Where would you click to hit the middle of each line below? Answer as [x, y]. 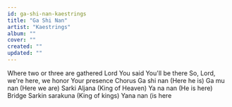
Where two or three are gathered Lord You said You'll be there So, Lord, [111, 73]
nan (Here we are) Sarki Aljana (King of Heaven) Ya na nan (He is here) [110, 88]
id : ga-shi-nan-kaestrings [47, 14]
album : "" [22, 33]
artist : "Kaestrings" [39, 27]
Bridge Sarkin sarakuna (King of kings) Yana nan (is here [90, 95]
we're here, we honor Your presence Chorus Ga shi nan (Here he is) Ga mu [116, 80]
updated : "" [25, 53]
